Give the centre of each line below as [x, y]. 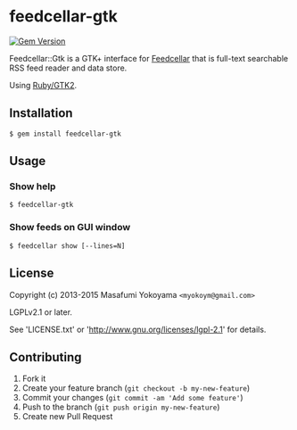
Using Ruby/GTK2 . [43, 85]
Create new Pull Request [67, 417]
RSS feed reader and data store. [68, 68]
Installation [41, 113]
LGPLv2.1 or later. [41, 312]
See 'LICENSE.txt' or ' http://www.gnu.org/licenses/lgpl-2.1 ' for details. [138, 329]
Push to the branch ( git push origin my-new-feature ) [121, 407]
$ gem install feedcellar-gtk [66, 134]
